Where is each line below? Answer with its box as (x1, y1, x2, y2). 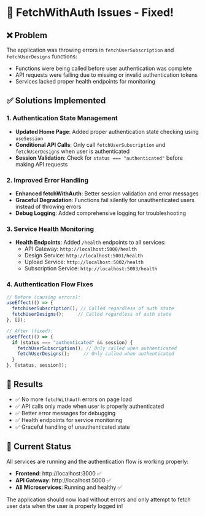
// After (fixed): (6, 328, 53, 334)
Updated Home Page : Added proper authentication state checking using (15, 128, 199, 135)
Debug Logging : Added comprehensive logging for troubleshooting (15, 209, 186, 217)
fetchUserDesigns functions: (6, 53, 78, 60)
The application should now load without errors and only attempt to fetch (6, 496, 191, 503)
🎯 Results (6, 379, 43, 389)
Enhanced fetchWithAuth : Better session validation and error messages (15, 190, 199, 197)
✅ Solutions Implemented (6, 95, 106, 106)
